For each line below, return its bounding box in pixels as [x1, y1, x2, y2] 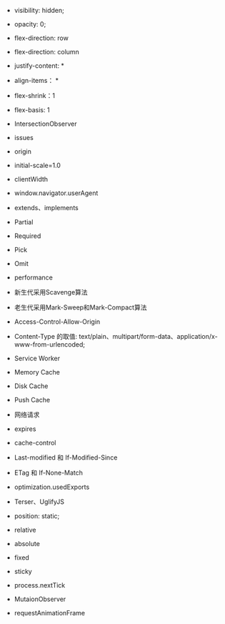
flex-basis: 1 [14, 106, 50, 114]
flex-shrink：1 [14, 91, 56, 99]
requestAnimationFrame [14, 609, 86, 617]
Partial [14, 218, 34, 226]
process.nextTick [14, 581, 66, 589]
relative [14, 525, 36, 534]
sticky [14, 568, 32, 575]
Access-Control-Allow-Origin [14, 317, 101, 326]
